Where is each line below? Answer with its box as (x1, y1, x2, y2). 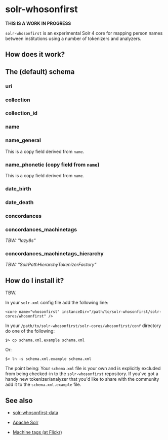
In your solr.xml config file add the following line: (5, 300, 109, 306)
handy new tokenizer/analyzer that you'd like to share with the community (5, 376, 159, 382)
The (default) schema (5, 67, 75, 76)
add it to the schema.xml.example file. (5, 381, 81, 388)
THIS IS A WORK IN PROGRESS (5, 20, 71, 26)
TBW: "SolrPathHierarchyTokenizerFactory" (5, 262, 97, 268)
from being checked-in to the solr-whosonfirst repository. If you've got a (5, 371, 158, 377)
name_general (5, 137, 41, 144)
